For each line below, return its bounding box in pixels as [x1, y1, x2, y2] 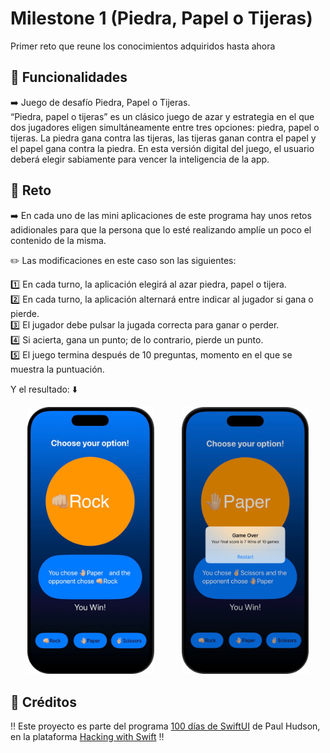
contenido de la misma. [10, 234, 107, 246]
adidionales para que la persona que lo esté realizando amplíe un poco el [10, 223, 312, 236]
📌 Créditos [10, 693, 77, 711]
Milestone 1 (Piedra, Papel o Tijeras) [10, 7, 313, 30]
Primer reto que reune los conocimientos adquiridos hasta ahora [10, 40, 276, 52]
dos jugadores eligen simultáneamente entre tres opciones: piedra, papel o [10, 121, 320, 133]
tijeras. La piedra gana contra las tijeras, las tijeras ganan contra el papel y [10, 132, 317, 144]
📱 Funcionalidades [10, 69, 128, 86]
